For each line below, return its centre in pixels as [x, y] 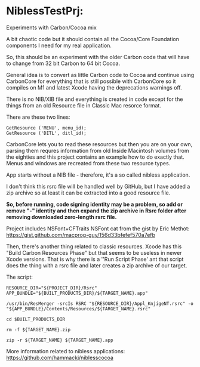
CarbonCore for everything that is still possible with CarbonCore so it [91, 81]
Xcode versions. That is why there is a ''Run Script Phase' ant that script [95, 259]
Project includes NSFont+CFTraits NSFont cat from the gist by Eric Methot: [98, 229]
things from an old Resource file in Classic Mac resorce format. [84, 105]
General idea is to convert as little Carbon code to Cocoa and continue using [100, 75]
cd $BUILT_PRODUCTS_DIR [36, 319]
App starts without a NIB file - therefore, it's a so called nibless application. [98, 175]
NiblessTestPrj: [45, 11]
